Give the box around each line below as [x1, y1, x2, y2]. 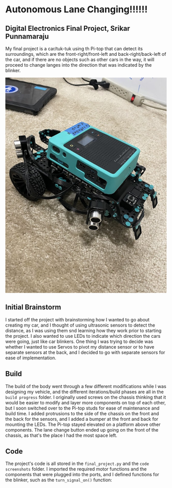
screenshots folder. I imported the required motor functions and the [5, 466, 147, 472]
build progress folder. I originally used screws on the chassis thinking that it [5, 394, 166, 400]
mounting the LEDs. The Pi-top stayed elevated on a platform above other [5, 421, 161, 428]
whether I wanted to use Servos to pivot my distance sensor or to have [5, 343, 155, 350]
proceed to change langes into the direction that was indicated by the [5, 62, 152, 68]
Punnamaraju [5, 32, 49, 40]
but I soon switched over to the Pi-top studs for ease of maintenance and [5, 405, 160, 411]
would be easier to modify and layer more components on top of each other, [5, 399, 166, 405]
